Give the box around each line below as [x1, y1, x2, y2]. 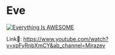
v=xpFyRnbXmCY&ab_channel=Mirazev [6, 42, 105, 49]
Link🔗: [6, 35, 23, 42]
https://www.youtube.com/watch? [23, 35, 109, 42]
